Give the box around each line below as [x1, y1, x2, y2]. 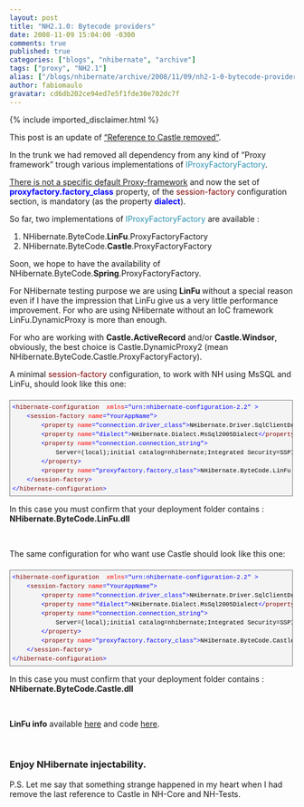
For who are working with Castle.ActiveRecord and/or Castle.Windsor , [9, 332, 278, 343]
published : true [9, 47, 71, 56]
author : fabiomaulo [9, 81, 83, 90]
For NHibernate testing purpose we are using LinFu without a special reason [9, 285, 294, 296]
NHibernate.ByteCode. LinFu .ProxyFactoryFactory [22, 230, 208, 241]
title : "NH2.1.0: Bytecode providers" [9, 22, 156, 31]
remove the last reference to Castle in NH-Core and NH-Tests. [9, 788, 242, 799]
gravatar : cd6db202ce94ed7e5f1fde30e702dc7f [9, 89, 180, 98]
